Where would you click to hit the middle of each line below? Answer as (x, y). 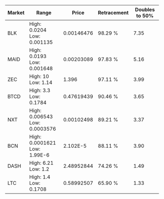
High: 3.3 (40, 90)
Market (16, 13)
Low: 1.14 (41, 82)
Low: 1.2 (39, 169)
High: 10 (39, 76)
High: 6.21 (41, 163)
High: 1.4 (40, 177)
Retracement (113, 13)
